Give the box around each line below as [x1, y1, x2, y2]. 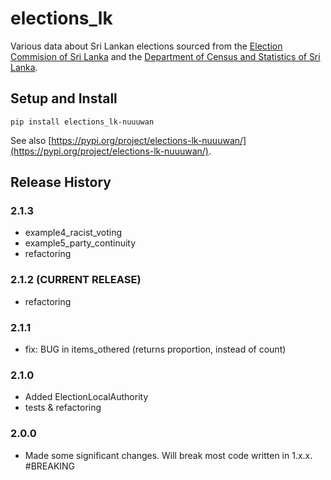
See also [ [10, 134, 52, 146]
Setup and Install [10, 90, 118, 107]
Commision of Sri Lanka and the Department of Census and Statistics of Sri [10, 50, 321, 62]
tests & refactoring [24, 402, 102, 414]
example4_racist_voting [24, 227, 123, 239]
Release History [10, 174, 112, 191]
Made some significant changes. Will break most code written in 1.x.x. [24, 449, 313, 461]
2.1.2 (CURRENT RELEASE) [10, 273, 142, 287]
